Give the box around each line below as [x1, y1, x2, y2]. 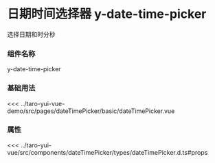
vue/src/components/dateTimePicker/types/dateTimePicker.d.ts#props [7, 148, 208, 156]
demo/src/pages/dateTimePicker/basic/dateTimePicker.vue [7, 107, 175, 115]
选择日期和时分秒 [7, 30, 56, 38]
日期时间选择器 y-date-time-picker [7, 6, 207, 22]
